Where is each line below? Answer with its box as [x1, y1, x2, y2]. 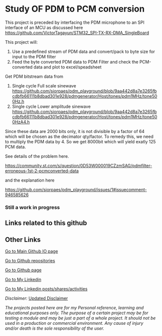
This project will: [5, 39, 38, 45]
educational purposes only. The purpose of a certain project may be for [5, 310, 148, 316]
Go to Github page [5, 267, 42, 273]
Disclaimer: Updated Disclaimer [5, 295, 68, 302]
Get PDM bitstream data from [5, 73, 64, 79]
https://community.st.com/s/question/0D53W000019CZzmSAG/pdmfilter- [5, 163, 152, 168]
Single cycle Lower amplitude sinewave [12, 103, 91, 109]
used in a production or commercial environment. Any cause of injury [5, 320, 144, 326]
